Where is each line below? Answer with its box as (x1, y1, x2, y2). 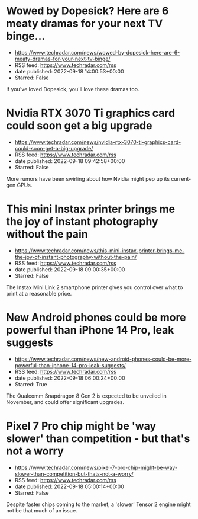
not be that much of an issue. (6, 507, 78, 514)
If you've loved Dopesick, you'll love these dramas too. (6, 85, 139, 92)
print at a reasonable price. (6, 290, 72, 297)
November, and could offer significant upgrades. (6, 398, 125, 405)
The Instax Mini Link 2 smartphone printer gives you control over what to (6, 283, 183, 291)
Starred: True (14, 380, 47, 387)
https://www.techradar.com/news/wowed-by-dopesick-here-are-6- (14, 49, 180, 56)
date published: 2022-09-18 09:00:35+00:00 (14, 265, 125, 273)
